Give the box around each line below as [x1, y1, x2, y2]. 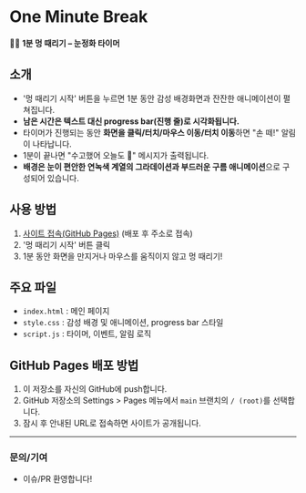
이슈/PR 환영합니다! [22, 474, 93, 485]
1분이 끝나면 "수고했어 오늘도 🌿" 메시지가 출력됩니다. [22, 149, 209, 160]
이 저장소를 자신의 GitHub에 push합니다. [22, 384, 168, 395]
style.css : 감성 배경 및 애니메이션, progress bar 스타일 [22, 317, 224, 328]
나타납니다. [32, 139, 73, 149]
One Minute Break [9, 6, 148, 27]
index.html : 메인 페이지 [22, 305, 110, 316]
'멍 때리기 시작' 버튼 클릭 [22, 239, 111, 250]
